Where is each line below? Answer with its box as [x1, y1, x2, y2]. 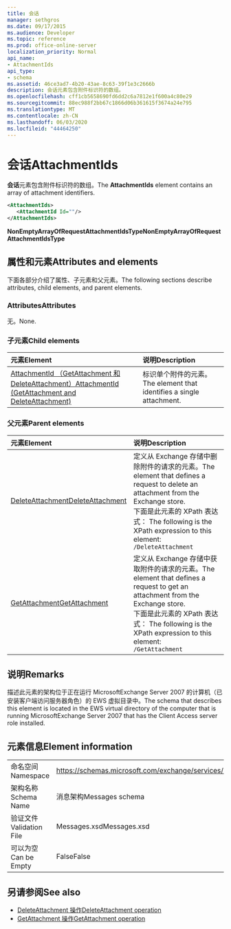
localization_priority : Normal [7, 49, 97, 56]
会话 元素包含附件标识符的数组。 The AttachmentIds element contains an [7, 181, 213, 189]
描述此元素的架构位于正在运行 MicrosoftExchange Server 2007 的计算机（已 [7, 688, 223, 697]
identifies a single [142, 387, 199, 397]
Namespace [10, 771, 50, 780]
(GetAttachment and [10, 388, 77, 397]
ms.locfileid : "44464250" [7, 125, 81, 132]
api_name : [7, 55, 36, 62]
